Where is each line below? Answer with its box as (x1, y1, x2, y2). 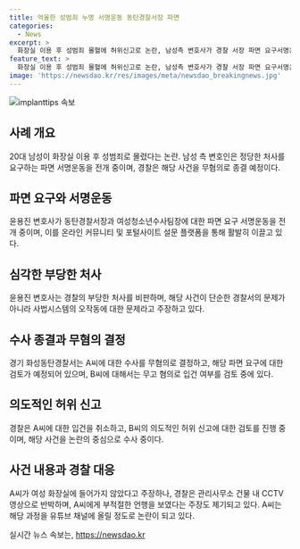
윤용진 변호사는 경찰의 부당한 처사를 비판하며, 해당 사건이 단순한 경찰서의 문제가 (9, 292, 286, 304)
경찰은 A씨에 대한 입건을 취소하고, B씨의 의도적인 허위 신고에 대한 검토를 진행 (9, 422, 277, 433)
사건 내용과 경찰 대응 (9, 462, 115, 478)
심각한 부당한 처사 (9, 267, 102, 282)
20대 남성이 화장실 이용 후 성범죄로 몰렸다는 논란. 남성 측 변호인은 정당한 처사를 (9, 151, 286, 162)
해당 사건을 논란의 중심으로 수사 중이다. (28, 434, 164, 445)
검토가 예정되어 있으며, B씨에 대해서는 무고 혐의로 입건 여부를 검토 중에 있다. (9, 369, 274, 379)
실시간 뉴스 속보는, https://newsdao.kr (9, 528, 146, 540)
